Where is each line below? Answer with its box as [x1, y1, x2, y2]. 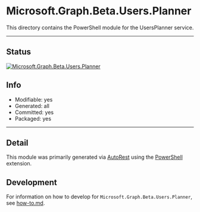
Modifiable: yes [14, 96, 53, 103]
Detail [6, 137, 29, 148]
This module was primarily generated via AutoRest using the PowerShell [6, 153, 183, 161]
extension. [6, 160, 32, 167]
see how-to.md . [6, 199, 45, 207]
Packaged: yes [14, 115, 52, 122]
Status [6, 47, 32, 57]
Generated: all [14, 102, 49, 109]
